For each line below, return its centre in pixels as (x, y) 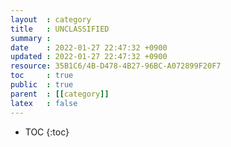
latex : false (44, 103)
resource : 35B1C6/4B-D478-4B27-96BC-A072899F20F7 (116, 66)
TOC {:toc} (47, 132)
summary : (31, 38)
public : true (42, 85)
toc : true (42, 76)
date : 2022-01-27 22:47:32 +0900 (89, 47)
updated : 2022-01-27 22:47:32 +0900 (89, 57)
